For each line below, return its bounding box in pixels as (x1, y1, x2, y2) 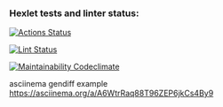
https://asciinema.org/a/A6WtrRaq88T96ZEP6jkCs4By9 (9, 88, 214, 99)
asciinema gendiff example (9, 79, 108, 89)
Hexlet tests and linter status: (9, 7, 139, 19)
